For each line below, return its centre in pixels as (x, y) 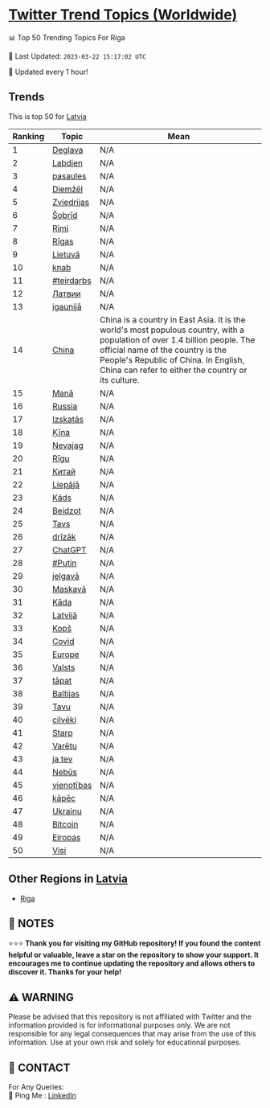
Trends (27, 97)
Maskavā (69, 589)
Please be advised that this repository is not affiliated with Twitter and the (130, 1017)
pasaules (69, 176)
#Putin (64, 563)
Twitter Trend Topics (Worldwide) (123, 15)
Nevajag (68, 445)
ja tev (62, 759)
